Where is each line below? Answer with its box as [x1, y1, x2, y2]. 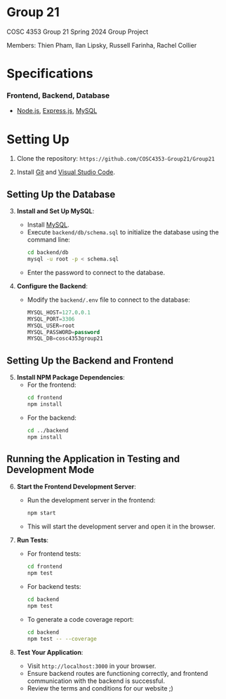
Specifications [6, 66, 93, 81]
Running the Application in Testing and [6, 453, 180, 465]
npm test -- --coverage [27, 635, 98, 642]
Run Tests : [16, 536, 49, 545]
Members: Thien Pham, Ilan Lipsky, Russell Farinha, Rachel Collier [6, 41, 197, 49]
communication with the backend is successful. [27, 677, 166, 685]
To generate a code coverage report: [27, 615, 134, 623]
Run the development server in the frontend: [27, 496, 156, 505]
